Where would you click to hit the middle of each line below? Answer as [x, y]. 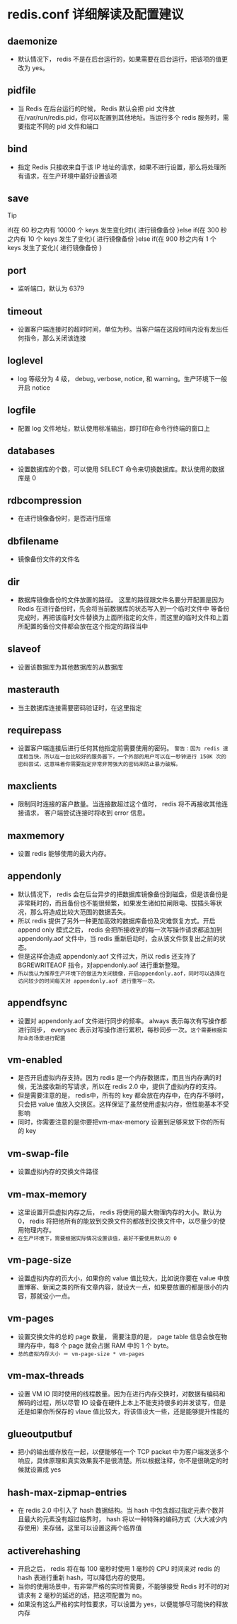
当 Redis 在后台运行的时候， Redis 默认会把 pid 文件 [93, 108]
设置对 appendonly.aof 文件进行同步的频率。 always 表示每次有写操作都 [122, 1020]
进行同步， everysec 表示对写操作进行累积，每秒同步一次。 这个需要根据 [120, 1030]
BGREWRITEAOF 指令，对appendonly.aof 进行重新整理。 [100, 965]
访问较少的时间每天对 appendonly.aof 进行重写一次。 [88, 981]
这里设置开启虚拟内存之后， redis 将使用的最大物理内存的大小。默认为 [120, 1212]
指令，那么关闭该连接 [55, 338]
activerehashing [44, 1551]
